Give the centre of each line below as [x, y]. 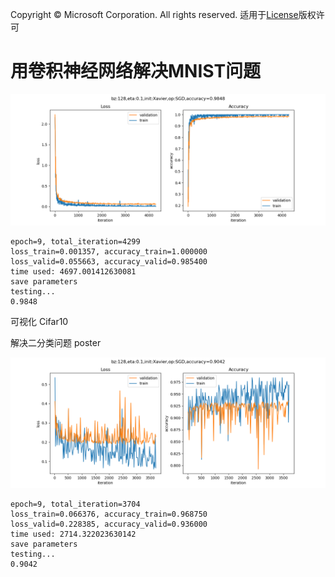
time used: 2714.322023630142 [73, 534]
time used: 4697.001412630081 [73, 271]
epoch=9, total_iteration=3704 [75, 504]
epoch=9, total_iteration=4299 [75, 241]
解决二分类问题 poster [56, 342]
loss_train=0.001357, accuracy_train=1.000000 [109, 251]
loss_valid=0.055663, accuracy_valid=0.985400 [109, 261]
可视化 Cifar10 [39, 321]
